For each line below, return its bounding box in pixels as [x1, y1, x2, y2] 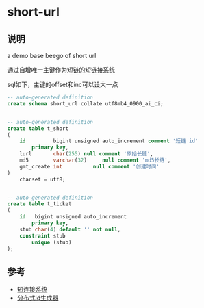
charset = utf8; [19, 176, 66, 183]
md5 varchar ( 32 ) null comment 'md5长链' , [19, 157, 171, 164]
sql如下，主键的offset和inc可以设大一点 [7, 80, 118, 88]
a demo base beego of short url [7, 52, 97, 60]
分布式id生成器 [16, 294, 59, 302]
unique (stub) [31, 239, 72, 246]
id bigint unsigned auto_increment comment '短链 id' [19, 138, 199, 144]
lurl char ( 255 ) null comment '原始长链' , [19, 151, 154, 157]
